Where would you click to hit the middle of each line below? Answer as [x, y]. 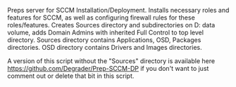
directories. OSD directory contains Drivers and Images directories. [105, 47]
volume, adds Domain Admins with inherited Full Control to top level [106, 32]
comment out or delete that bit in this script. [71, 76]
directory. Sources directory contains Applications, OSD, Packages [104, 40]
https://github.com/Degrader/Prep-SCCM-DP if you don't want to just [108, 68]
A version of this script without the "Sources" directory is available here [111, 61]
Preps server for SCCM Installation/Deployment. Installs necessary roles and [118, 10]
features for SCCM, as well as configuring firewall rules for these [101, 18]
